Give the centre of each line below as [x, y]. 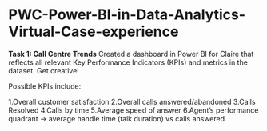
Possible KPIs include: [45, 86]
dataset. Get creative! [44, 70]
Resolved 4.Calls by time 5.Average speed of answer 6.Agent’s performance [133, 110]
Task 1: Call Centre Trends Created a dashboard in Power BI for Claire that [131, 54]
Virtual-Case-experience [94, 32]
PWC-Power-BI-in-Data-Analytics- [127, 15]
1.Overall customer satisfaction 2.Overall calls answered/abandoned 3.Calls [132, 101]
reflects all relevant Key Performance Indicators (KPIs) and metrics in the [128, 62]
